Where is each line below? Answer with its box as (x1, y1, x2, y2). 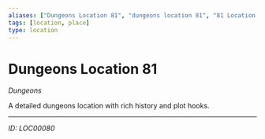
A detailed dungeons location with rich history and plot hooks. (8, 101, 211, 111)
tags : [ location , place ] (8, 19, 90, 27)
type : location (8, 26, 58, 34)
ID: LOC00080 (8, 123, 55, 134)
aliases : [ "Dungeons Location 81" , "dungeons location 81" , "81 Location (8, 11, 256, 20)
